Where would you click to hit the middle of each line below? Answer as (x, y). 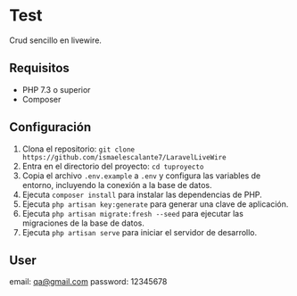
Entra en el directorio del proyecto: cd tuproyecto (113, 166)
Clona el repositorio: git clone (78, 149)
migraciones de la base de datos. (83, 223)
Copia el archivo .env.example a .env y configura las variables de (141, 176)
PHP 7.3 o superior (56, 89)
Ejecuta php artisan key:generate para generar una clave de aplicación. (155, 204)
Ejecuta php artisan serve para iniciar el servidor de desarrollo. (140, 232)
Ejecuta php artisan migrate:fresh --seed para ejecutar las (132, 213)
